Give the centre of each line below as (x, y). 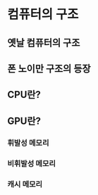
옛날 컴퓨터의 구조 (44, 43)
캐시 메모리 (25, 184)
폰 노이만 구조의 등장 (49, 69)
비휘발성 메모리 (32, 163)
